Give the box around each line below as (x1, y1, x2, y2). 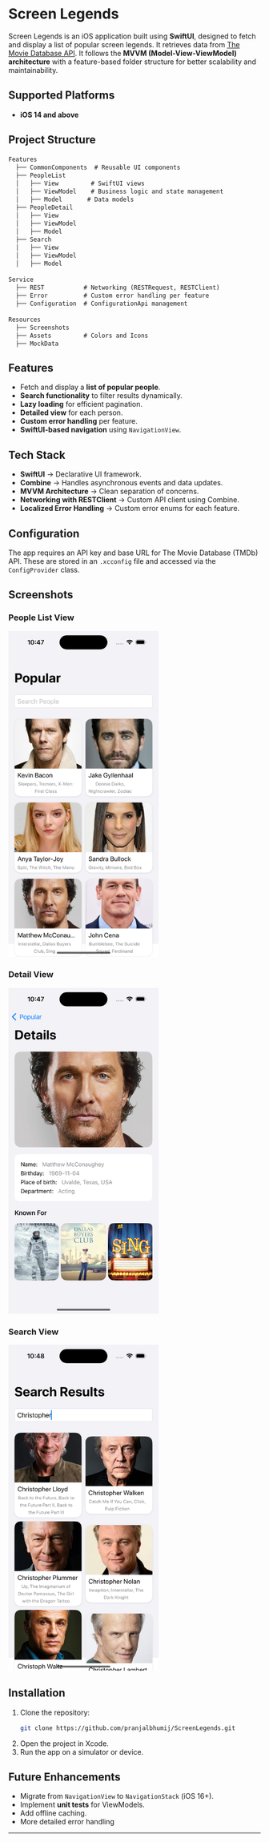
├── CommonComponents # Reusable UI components (15, 163, 181, 171)
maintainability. (8, 65, 58, 74)
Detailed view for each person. (19, 408, 123, 417)
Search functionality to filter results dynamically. (19, 391, 183, 400)
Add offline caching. (19, 1808, 87, 1818)
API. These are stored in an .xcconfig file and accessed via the (8, 557, 216, 565)
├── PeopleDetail (15, 203, 74, 211)
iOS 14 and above (19, 110, 79, 119)
